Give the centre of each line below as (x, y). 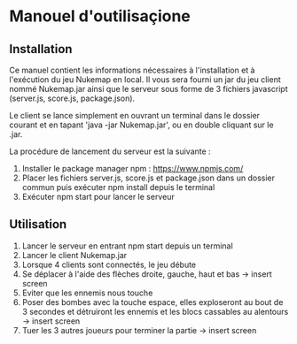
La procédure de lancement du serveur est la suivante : (110, 151)
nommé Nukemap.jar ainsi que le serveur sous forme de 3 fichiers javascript (148, 89)
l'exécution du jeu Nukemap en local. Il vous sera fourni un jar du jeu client (145, 80)
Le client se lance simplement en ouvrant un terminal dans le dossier (134, 115)
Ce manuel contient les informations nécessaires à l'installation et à (132, 70)
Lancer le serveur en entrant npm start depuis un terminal (127, 246)
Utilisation (38, 224)
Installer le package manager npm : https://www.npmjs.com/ (133, 168)
